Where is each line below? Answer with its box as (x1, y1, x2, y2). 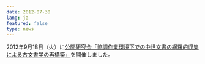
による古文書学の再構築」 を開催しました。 (6, 51, 114, 59)
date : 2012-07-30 (6, 9, 51, 15)
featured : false (6, 20, 48, 26)
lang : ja (6, 15, 29, 21)
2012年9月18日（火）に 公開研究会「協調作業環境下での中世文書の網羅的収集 (6, 43, 199, 51)
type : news (6, 26, 34, 32)
